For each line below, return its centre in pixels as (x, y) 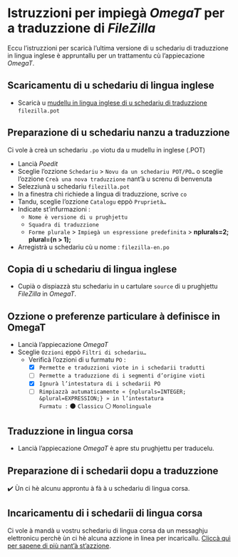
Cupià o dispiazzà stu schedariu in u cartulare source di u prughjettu (118, 286)
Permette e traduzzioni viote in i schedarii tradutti (122, 368)
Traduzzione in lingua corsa (71, 431)
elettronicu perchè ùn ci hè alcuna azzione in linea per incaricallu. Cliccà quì (119, 538)
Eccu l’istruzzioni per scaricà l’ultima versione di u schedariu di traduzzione (118, 48)
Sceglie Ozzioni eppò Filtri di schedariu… (82, 352)
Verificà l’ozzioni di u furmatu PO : (77, 360)
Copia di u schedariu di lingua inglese (92, 269)
